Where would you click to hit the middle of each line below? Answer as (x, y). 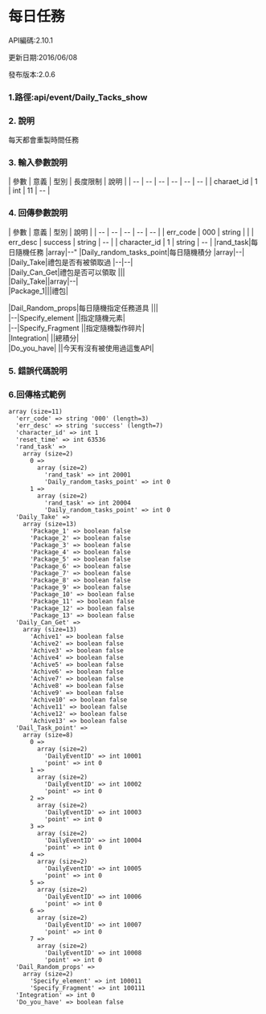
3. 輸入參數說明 (38, 163)
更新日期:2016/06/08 (43, 57)
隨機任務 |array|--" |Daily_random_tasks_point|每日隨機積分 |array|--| (130, 252)
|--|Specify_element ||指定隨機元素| (67, 317)
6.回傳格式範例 (37, 395)
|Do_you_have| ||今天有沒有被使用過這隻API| (81, 348)
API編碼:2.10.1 (31, 40)
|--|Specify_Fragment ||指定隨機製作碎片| (76, 328)
